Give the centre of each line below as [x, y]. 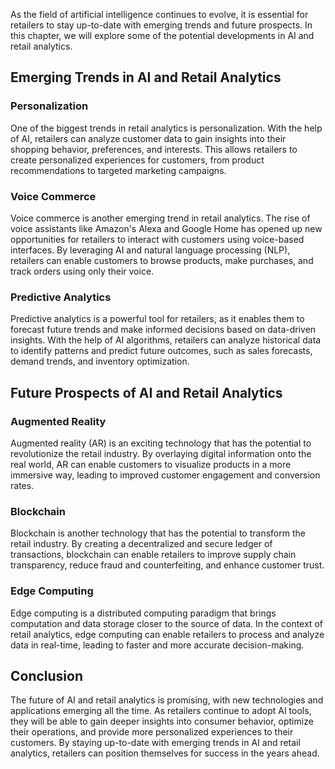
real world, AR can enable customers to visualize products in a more [151, 464]
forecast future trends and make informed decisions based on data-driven [163, 330]
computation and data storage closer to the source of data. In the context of [166, 623]
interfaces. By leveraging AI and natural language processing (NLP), [150, 250]
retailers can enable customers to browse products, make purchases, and [162, 260]
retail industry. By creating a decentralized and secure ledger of [141, 544]
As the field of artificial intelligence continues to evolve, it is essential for [159, 14]
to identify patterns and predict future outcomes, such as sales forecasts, [161, 351]
